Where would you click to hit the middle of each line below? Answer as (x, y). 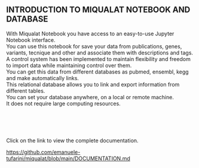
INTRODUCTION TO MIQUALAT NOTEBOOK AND (98, 10)
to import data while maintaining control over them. (69, 65)
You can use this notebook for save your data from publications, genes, (94, 46)
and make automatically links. (43, 78)
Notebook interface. (31, 40)
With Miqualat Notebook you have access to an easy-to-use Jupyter (90, 33)
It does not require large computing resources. (63, 103)
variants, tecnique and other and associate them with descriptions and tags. (99, 53)
